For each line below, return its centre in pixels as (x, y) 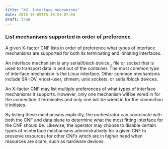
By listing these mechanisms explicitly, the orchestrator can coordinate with (83, 114)
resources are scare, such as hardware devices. (55, 141)
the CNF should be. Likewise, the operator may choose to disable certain (81, 125)
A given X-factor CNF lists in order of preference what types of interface (80, 48)
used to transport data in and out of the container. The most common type (82, 68)
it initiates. (16, 105)
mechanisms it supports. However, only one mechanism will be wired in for (83, 94)
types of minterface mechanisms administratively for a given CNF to (76, 130)
